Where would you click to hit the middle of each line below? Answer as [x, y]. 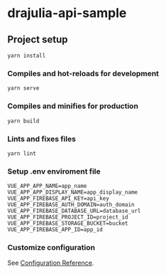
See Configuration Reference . [51, 263]
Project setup [38, 39]
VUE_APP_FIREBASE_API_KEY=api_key [59, 199]
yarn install [27, 56]
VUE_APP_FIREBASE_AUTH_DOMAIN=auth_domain [71, 205]
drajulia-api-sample [67, 13]
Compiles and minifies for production [73, 106]
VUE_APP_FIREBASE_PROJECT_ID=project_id [68, 217]
